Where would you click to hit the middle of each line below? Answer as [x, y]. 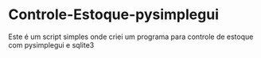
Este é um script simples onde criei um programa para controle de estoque [131, 37]
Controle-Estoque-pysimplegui [113, 15]
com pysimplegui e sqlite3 [51, 44]
